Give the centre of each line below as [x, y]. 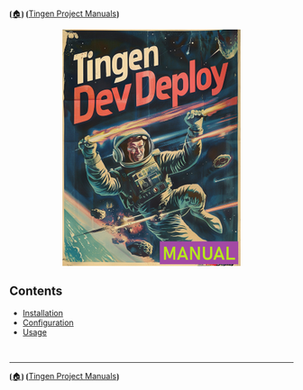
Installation [43, 313]
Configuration [48, 322]
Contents [36, 291]
